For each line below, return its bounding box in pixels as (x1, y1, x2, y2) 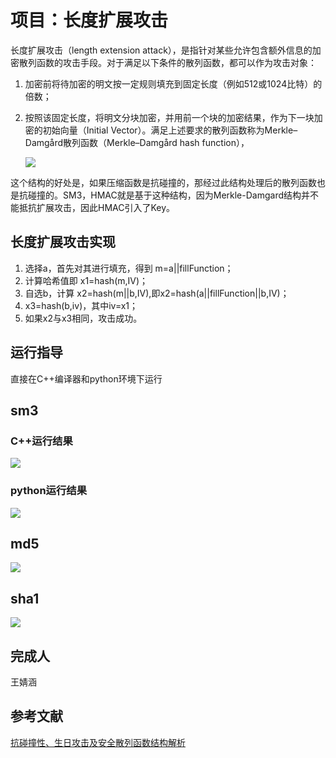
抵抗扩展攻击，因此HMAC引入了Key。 (18, 201, 176, 213)
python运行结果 (10, 484, 88, 498)
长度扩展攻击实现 (10, 234, 116, 251)
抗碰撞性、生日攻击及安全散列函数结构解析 (10, 736, 186, 748)
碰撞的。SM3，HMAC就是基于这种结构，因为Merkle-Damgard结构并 (27, 189, 310, 201)
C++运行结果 (10, 434, 73, 448)
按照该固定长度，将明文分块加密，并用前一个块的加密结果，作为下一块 (24, 111, 315, 123)
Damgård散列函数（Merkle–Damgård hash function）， (24, 136, 250, 148)
